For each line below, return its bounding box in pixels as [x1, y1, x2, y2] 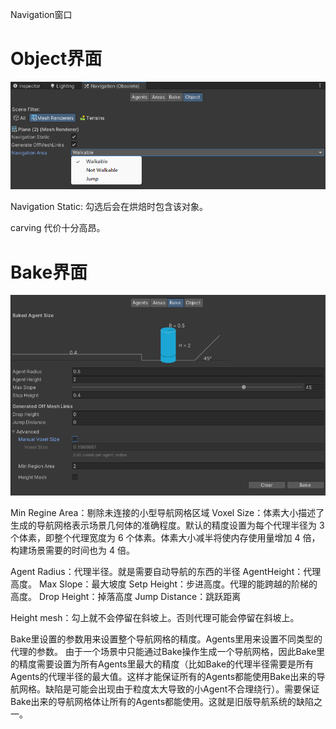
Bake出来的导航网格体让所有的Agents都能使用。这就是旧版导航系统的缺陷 [10, 695, 315, 707]
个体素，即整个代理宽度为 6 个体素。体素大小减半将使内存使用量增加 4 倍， [10, 531, 321, 543]
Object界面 [10, 48, 103, 70]
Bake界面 [10, 261, 88, 283]
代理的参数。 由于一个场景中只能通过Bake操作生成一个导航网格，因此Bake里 [10, 645, 326, 657]
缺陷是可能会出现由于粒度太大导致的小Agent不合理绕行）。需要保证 [44, 683, 320, 695]
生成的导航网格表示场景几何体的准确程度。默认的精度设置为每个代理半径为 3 [10, 519, 325, 531]
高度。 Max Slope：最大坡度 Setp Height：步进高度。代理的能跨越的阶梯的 [10, 578, 318, 590]
